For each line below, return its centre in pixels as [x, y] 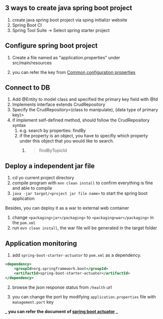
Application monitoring [41, 243]
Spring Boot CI [27, 25]
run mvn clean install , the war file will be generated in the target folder [85, 228]
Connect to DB [28, 88]
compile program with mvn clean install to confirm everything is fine [82, 183]
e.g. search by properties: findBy [53, 131]
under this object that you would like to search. [67, 141]
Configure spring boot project [51, 46]
